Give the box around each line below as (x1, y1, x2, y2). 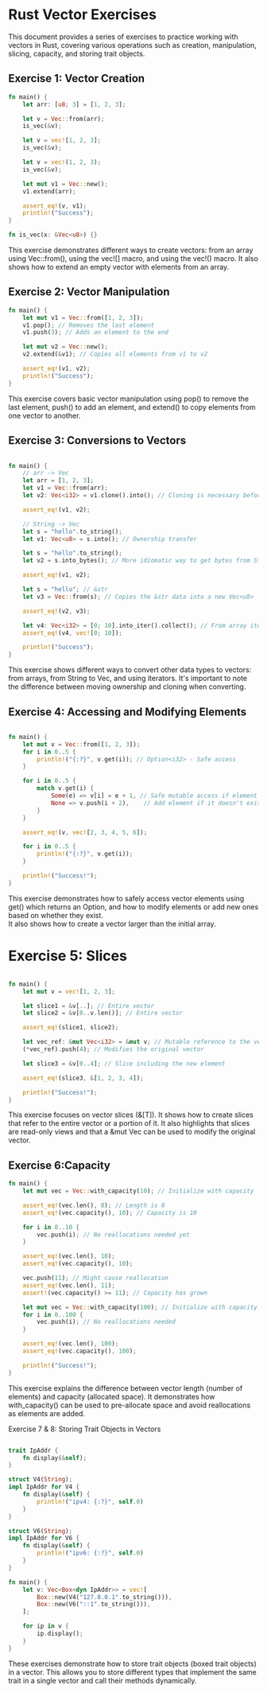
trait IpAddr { (8, 1446, 59, 1454)
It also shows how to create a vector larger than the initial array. (8, 919, 216, 928)
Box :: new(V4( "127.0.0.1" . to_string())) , (37, 1593, 172, 1601)
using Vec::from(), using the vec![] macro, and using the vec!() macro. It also (8, 254, 258, 263)
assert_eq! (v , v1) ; (22, 201, 87, 210)
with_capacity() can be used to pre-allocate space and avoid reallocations (8, 1400, 251, 1410)
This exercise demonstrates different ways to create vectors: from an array (8, 245, 253, 255)
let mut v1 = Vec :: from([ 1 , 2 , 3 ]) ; (22, 313, 145, 321)
